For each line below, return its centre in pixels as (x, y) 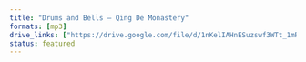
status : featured (42, 43)
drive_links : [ (38, 35)
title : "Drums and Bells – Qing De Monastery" (99, 18)
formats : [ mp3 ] (38, 26)
